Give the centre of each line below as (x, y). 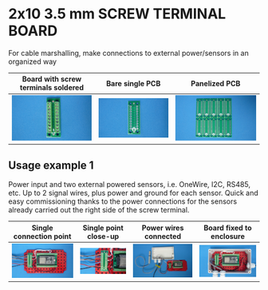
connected (163, 236)
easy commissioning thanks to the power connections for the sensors (123, 201)
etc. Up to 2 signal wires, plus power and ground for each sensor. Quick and (133, 193)
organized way (33, 62)
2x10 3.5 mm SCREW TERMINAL (117, 14)
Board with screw (52, 79)
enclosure (228, 236)
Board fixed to (228, 228)
